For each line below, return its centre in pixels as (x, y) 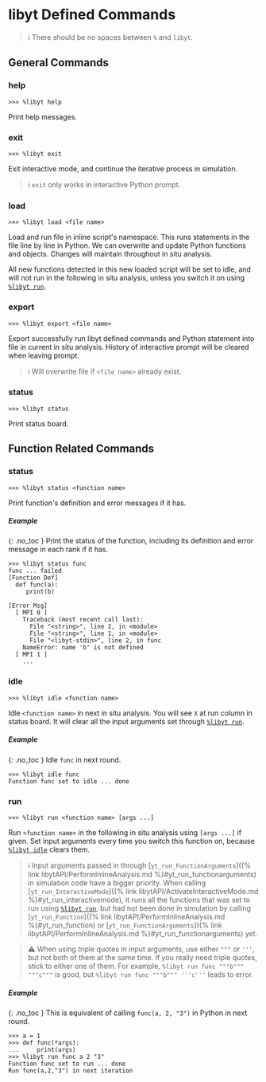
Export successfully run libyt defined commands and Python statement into (131, 338)
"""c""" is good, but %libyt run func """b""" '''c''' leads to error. (141, 974)
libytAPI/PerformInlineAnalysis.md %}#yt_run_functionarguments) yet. (143, 934)
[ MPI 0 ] (31, 613)
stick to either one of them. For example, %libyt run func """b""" (136, 966)
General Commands (58, 63)
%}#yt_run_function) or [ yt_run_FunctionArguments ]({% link (125, 925)
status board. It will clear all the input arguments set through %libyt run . (126, 721)
